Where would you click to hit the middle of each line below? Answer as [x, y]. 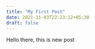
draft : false [22, 23]
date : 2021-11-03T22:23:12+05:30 [48, 17]
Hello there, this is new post [40, 40]
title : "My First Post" [36, 12]
